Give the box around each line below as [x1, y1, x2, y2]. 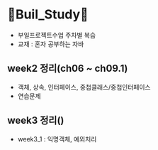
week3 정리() [7, 114, 64, 127]
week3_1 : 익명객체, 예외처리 [17, 134, 97, 143]
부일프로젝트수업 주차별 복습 [17, 31, 96, 39]
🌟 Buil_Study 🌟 [7, 6, 89, 23]
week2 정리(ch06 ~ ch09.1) [7, 63, 128, 75]
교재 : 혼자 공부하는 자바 [17, 39, 84, 48]
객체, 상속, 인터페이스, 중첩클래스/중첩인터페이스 [17, 82, 151, 91]
